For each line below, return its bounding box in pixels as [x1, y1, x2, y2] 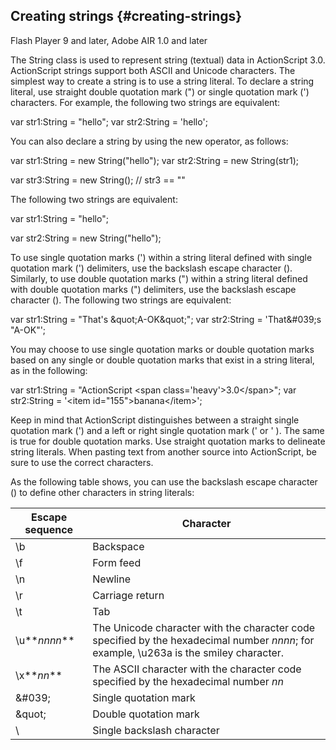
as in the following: [10, 364, 88, 376]
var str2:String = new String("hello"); [10, 232, 162, 244]
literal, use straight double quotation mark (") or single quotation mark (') [10, 85, 310, 98]
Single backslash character [92, 723, 220, 737]
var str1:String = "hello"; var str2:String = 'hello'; [10, 115, 208, 128]
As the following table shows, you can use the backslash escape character [10, 475, 318, 488]
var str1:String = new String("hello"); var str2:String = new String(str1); [10, 154, 300, 166]
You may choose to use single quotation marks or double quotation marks [10, 343, 315, 355]
